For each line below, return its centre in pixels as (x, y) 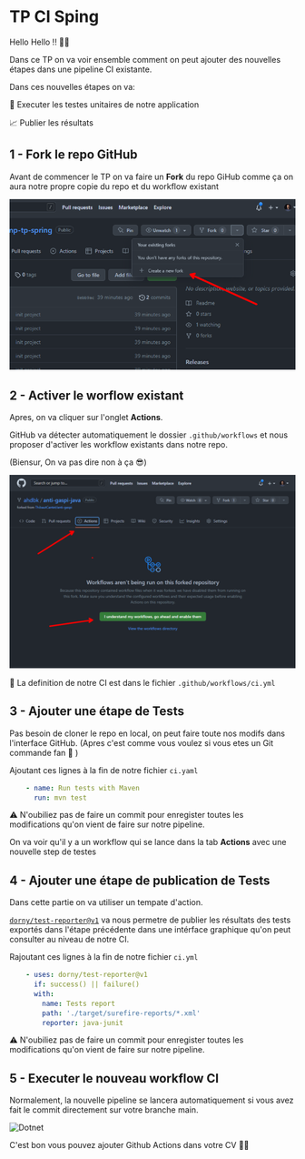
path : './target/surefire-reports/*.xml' (122, 1013)
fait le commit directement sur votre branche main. (104, 1110)
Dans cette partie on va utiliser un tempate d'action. (106, 902)
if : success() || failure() (87, 984)
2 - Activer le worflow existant (97, 395)
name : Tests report (79, 1003)
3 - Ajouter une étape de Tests (97, 711)
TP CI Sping (54, 17)
